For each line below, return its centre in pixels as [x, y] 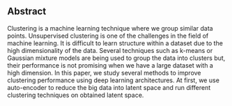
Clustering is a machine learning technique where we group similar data [110, 28]
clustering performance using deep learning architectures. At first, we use [113, 80]
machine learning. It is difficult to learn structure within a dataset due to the [115, 43]
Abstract [27, 12]
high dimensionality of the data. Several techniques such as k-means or [110, 50]
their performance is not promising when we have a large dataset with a [110, 65]
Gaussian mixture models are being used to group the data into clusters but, [116, 58]
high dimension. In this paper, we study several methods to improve [104, 73]
